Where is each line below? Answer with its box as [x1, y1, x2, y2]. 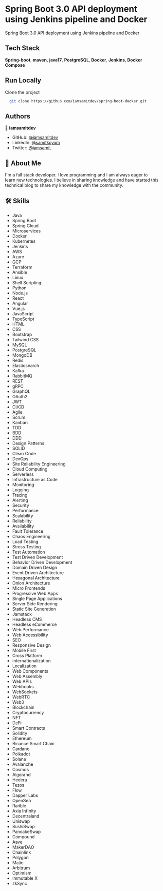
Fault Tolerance [12, 528, 44, 534]
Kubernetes [12, 238, 36, 244]
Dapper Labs [12, 792, 38, 798]
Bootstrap [12, 331, 32, 337]
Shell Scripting [12, 279, 42, 286]
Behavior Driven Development [12, 559, 72, 565]
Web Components [12, 668, 49, 674]
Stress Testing [12, 543, 41, 549]
